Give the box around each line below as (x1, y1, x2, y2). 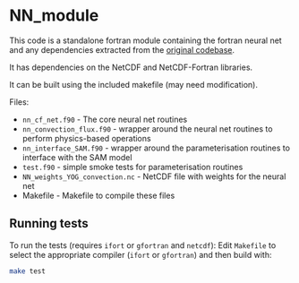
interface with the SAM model (21, 151, 132, 162)
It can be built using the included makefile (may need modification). (9, 79, 258, 90)
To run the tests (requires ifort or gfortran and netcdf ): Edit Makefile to (9, 239, 277, 251)
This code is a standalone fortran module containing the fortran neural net (9, 35, 282, 46)
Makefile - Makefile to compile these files (21, 190, 175, 201)
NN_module (9, 5, 99, 26)
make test (9, 266, 47, 276)
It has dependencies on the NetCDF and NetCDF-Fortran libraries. (9, 62, 253, 73)
